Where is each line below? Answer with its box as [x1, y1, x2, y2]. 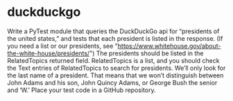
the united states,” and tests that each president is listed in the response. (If [7, 34, 223, 42]
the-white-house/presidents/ [7, 49, 90, 57]
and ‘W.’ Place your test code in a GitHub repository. [7, 86, 156, 94]
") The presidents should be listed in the [89, 49, 204, 57]
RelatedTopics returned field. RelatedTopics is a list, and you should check [7, 56, 220, 64]
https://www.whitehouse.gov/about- [117, 42, 221, 50]
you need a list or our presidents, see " [7, 42, 118, 50]
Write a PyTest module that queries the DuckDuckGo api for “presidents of [7, 27, 220, 35]
